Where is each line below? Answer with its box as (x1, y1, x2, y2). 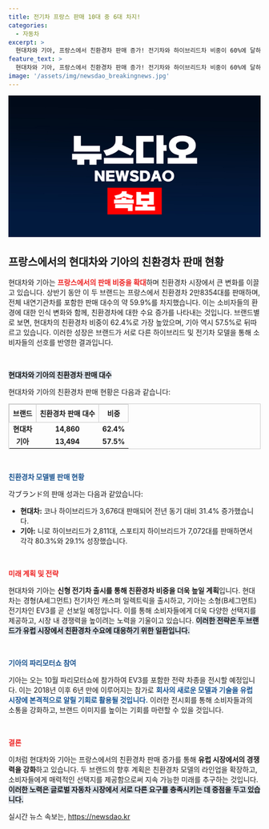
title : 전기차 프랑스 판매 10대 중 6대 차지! (8, 13, 141, 21)
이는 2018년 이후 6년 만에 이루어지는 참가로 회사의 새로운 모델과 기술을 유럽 (18, 685, 254, 695)
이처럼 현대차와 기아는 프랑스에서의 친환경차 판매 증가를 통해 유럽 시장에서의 (8, 755, 246, 764)
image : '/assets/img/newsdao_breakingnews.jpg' (8, 72, 171, 80)
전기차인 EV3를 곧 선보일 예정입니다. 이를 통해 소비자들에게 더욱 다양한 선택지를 (8, 605, 257, 615)
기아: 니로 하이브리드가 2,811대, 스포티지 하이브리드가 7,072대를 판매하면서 (19, 526, 253, 535)
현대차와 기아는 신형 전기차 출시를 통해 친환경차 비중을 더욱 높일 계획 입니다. (8, 585, 241, 595)
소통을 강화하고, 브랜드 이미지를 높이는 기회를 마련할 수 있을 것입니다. (8, 705, 224, 715)
